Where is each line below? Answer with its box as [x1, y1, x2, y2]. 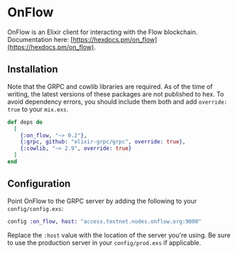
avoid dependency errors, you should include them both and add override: [7, 97, 227, 106]
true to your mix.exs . [7, 104, 69, 114]
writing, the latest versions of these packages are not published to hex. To [7, 89, 225, 98]
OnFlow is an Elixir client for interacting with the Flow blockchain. [7, 28, 198, 36]
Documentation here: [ [7, 35, 73, 43]
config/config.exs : [7, 204, 64, 213]
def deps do [7, 118, 43, 126]
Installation [7, 63, 58, 75]
